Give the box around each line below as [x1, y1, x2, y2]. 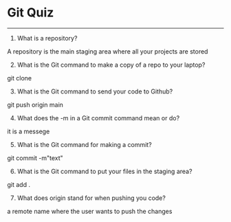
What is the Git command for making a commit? [16, 140, 153, 148]
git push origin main [7, 100, 64, 109]
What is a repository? [16, 34, 78, 42]
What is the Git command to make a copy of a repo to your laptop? [16, 60, 206, 69]
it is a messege [7, 127, 50, 135]
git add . [7, 180, 31, 188]
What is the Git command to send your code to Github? [16, 87, 173, 96]
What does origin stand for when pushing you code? [16, 194, 166, 202]
